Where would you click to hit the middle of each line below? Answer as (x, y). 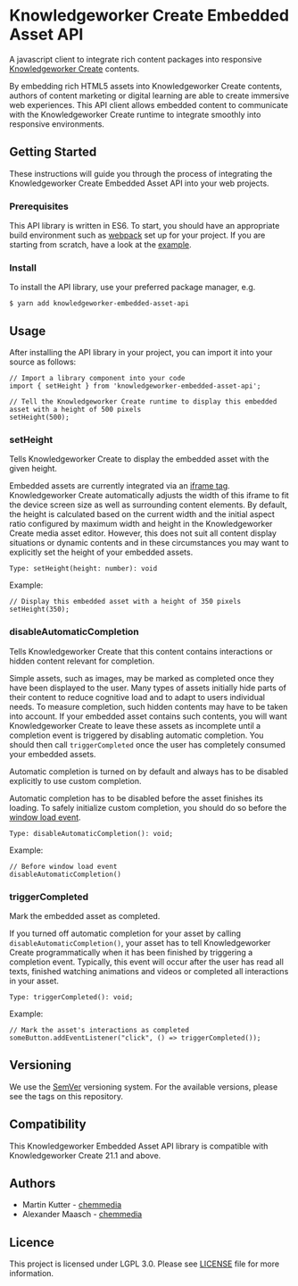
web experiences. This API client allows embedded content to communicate (149, 104)
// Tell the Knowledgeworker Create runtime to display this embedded (143, 402)
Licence (32, 1242)
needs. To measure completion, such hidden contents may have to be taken (149, 706)
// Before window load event (63, 866)
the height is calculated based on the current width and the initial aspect (142, 514)
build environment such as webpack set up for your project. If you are (137, 235)
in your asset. (34, 981)
